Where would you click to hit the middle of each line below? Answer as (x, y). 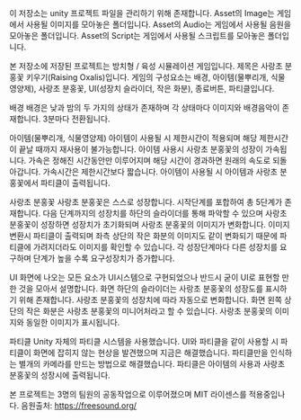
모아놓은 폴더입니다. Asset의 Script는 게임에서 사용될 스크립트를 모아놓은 (137, 36)
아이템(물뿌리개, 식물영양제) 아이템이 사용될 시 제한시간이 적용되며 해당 (133, 138)
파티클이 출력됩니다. (75, 183)
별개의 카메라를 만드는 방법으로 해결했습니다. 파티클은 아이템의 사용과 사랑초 (152, 364)
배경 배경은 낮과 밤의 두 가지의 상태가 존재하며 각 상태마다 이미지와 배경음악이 (145, 107)
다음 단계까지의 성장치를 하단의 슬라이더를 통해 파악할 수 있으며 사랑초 (165, 213)
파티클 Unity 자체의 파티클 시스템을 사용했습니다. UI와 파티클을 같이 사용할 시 (144, 341)
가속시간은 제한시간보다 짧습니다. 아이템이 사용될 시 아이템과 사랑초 (160, 172)
